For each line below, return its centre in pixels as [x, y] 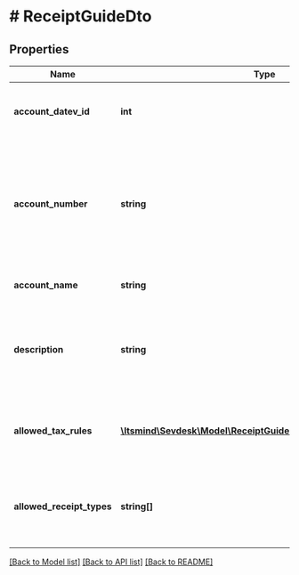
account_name [46, 285]
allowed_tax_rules [53, 431]
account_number [51, 204]
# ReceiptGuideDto [81, 16]
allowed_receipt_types [63, 506]
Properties [39, 49]
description [39, 349]
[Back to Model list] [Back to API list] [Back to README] [111, 562]
